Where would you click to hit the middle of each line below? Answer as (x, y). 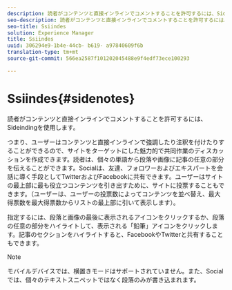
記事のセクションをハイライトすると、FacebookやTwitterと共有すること (121, 234)
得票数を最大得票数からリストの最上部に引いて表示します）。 (93, 202)
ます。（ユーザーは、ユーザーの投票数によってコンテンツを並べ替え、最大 (117, 193)
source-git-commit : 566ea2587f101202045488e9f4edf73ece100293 (98, 59)
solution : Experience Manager (51, 33)
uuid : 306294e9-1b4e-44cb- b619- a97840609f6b (75, 46)
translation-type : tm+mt (43, 52)
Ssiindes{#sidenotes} (71, 98)
